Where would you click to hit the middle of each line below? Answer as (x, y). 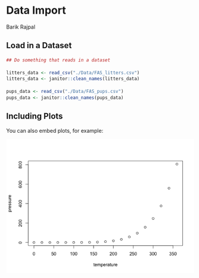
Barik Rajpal (21, 27)
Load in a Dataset (39, 46)
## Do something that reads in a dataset (58, 60)
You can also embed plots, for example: (55, 130)
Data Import (36, 10)
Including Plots (35, 116)
